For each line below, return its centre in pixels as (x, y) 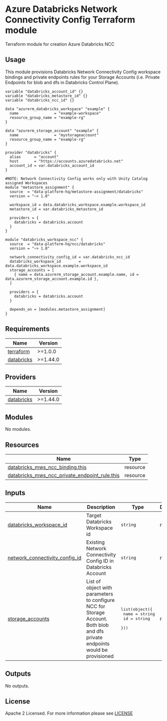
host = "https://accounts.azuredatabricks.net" (66, 161)
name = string (139, 614)
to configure (101, 600)
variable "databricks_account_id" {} (44, 91)
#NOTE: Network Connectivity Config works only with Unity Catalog (77, 179)
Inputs (15, 493)
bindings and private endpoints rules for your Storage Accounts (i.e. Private (83, 77)
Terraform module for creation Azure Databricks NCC (60, 44)
